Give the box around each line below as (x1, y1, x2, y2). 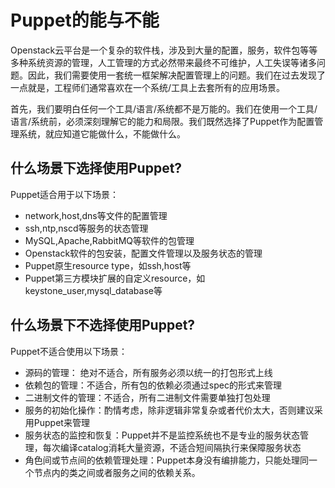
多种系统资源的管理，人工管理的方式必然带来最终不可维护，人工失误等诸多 (10, 56, 317, 68)
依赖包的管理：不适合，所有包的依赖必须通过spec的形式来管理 (24, 379, 282, 391)
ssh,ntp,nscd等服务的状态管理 (24, 222, 149, 234)
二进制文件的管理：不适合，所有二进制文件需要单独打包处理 (24, 391, 271, 403)
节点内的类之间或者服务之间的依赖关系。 (33, 466, 201, 478)
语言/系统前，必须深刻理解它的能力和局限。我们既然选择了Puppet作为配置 (10, 115, 315, 127)
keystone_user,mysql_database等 (24, 284, 163, 296)
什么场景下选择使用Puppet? (10, 160, 183, 177)
